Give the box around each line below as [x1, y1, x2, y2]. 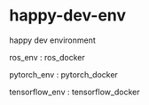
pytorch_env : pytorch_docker [9, 69, 118, 80]
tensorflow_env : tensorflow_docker [9, 86, 140, 97]
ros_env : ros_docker [9, 52, 86, 62]
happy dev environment [9, 35, 96, 45]
